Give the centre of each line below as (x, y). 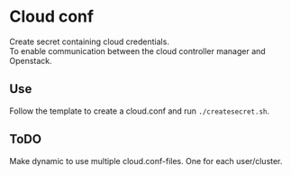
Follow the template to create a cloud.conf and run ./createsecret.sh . (140, 111)
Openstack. (31, 60)
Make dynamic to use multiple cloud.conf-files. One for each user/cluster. (146, 161)
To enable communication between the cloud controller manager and (137, 51)
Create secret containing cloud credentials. (89, 41)
